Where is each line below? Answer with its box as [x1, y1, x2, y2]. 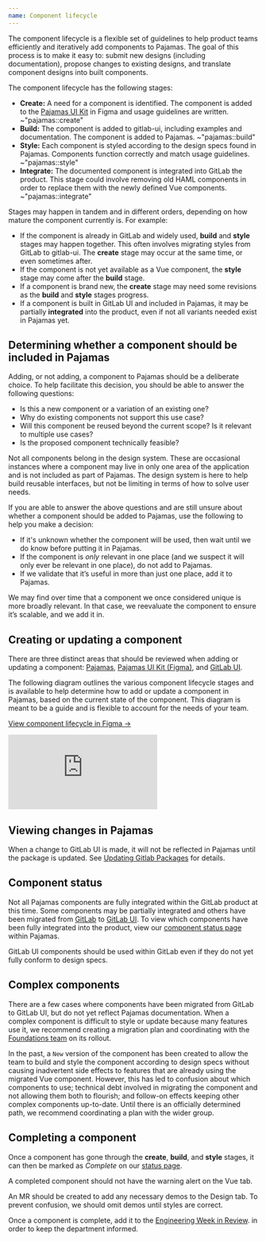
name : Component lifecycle [8, 11, 98, 20]
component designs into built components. [8, 67, 148, 76]
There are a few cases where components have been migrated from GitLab [8, 999, 254, 1008]
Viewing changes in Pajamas [8, 824, 153, 837]
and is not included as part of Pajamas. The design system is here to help [8, 471, 249, 480]
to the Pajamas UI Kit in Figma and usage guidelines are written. [19, 107, 229, 116]
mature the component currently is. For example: [8, 215, 168, 225]
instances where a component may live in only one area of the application [8, 462, 250, 472]
